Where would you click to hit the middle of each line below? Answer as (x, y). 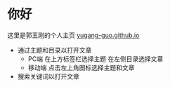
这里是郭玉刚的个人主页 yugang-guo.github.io (73, 35)
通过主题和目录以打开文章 (54, 50)
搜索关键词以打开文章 (48, 76)
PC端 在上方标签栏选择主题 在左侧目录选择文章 (96, 59)
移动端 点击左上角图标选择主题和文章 (81, 67)
